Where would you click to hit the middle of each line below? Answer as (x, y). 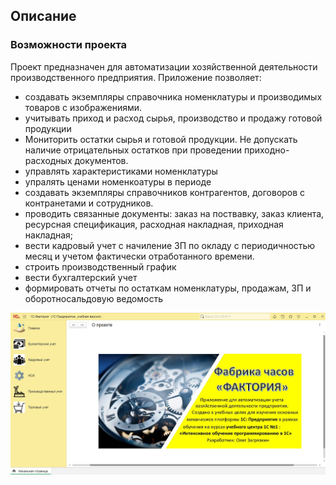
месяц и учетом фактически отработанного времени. (139, 256)
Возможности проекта (69, 45)
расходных (48, 160)
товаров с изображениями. (83, 107)
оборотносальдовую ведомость (93, 298)
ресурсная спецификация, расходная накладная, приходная (154, 224)
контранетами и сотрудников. (89, 203)
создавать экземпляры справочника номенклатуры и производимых (173, 96)
